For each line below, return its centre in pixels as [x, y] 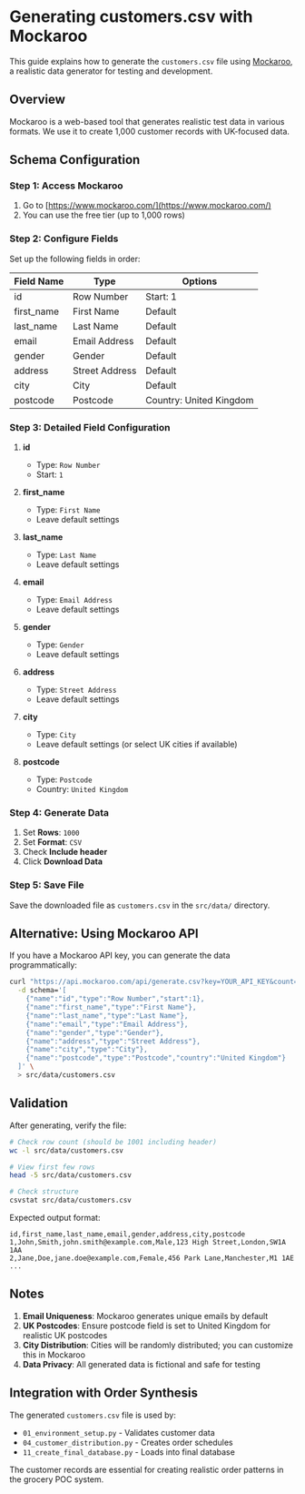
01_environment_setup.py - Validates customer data [118, 1432]
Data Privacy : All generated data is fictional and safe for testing [141, 1364]
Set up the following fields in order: [75, 259]
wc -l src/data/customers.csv [67, 1150]
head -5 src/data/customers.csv [70, 1175]
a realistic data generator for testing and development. [111, 71]
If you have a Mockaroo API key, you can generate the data [120, 955]
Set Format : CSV [52, 842]
